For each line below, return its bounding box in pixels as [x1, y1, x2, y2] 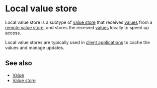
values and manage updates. [5, 44, 65, 50]
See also [5, 59, 32, 67]
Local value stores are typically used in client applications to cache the [5, 39, 150, 45]
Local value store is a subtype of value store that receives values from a [5, 19, 153, 25]
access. [5, 30, 21, 36]
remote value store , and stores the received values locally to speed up [5, 24, 149, 30]
